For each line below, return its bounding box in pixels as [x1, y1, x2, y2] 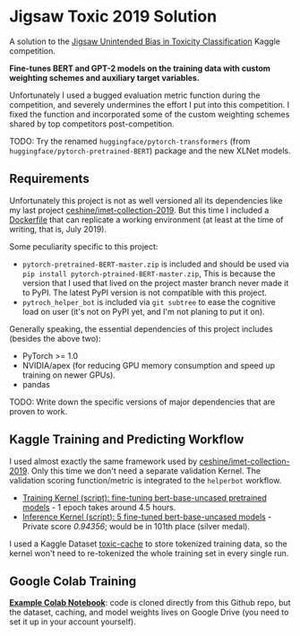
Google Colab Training [9, 573, 137, 588]
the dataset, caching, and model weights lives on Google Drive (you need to [9, 607, 289, 618]
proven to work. [9, 405, 68, 416]
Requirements [9, 171, 90, 187]
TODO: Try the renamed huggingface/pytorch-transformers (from [9, 135, 251, 146]
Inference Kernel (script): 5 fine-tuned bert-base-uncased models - [21, 511, 272, 522]
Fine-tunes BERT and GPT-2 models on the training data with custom [9, 63, 271, 74]
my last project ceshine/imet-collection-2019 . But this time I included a [9, 205, 270, 215]
